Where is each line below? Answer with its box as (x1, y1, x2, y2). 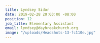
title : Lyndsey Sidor (5, 7, 50, 12)
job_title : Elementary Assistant (5, 21, 74, 26)
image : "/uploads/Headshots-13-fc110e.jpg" (5, 30, 96, 35)
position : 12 (5, 16, 32, 21)
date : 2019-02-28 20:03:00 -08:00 (5, 12, 76, 17)
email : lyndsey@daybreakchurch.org (5, 26, 78, 31)
